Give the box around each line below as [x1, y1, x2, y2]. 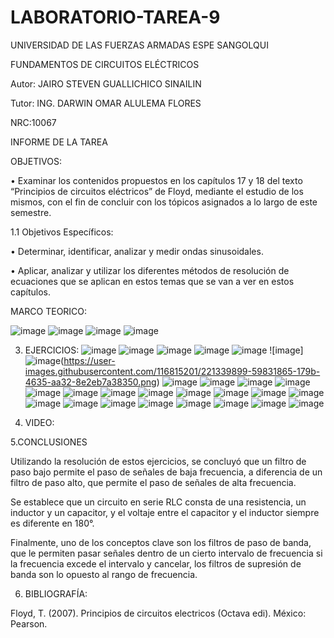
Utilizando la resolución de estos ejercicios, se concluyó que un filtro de [10, 455, 307, 467]
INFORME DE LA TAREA [10, 136, 108, 148]
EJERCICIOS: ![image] [24, 344, 304, 356]
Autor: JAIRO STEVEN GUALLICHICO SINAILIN [10, 77, 202, 90]
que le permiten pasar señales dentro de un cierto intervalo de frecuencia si [10, 547, 323, 559]
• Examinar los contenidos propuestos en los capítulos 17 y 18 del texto [10, 174, 303, 186]
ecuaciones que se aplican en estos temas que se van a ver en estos [10, 275, 295, 287]
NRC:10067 [10, 116, 57, 128]
